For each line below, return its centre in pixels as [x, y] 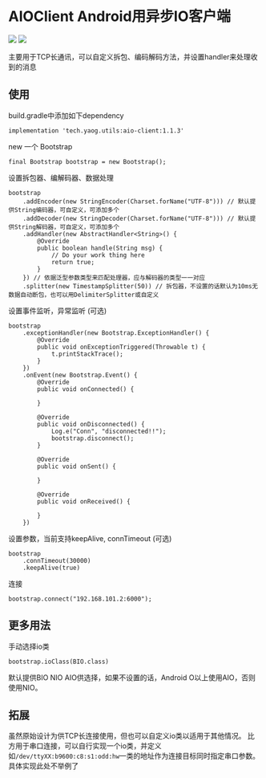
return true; [73, 262]
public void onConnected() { [86, 389]
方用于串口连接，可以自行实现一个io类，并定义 [85, 746]
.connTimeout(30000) [57, 560]
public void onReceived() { [84, 501]
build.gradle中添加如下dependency [66, 115]
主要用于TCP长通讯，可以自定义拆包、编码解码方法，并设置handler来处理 [129, 56]
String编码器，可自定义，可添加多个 [67, 210]
